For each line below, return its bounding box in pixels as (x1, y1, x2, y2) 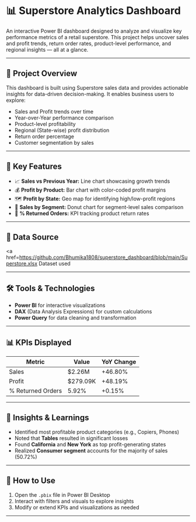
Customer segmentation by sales (14, 139, 94, 146)
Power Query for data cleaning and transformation (14, 314, 137, 322)
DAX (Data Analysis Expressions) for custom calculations (14, 308, 152, 315)
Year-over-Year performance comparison (14, 114, 114, 121)
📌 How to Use (6, 476, 55, 486)
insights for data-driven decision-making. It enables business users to (6, 90, 174, 97)
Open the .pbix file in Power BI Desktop (14, 491, 110, 498)
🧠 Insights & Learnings (6, 413, 89, 423)
